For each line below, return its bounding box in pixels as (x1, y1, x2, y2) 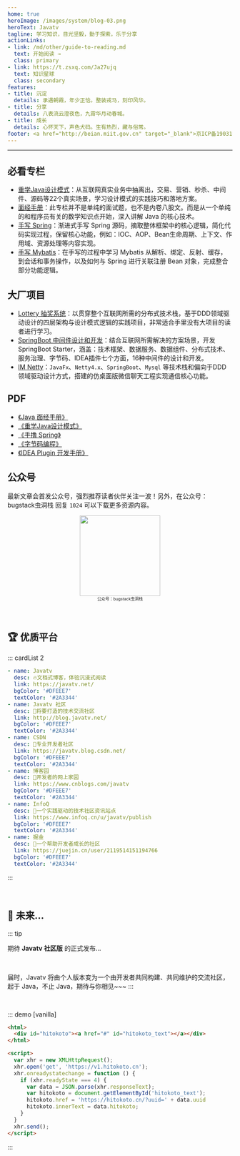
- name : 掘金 (7, 834, 44, 841)
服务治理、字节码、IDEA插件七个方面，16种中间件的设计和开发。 (17, 354, 209, 362)
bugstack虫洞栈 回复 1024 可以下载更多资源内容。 (7, 500, 154, 509)
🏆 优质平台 (7, 631, 59, 643)
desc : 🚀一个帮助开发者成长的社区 (14, 841, 101, 848)
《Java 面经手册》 (17, 412, 69, 421)
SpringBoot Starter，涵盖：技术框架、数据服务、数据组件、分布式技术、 (17, 345, 230, 353)
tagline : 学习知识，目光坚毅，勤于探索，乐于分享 (7, 30, 138, 38)
